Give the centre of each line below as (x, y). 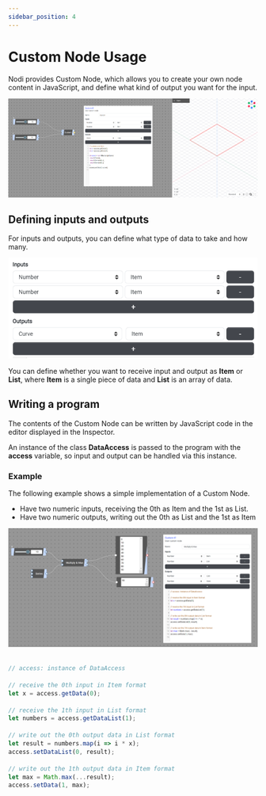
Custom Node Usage (78, 57)
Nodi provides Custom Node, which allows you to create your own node (125, 78)
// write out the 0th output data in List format (92, 735)
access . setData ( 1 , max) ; (49, 785)
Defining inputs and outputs (79, 219)
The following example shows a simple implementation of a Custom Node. (129, 493)
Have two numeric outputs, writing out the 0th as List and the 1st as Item (138, 517)
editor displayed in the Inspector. (62, 432)
